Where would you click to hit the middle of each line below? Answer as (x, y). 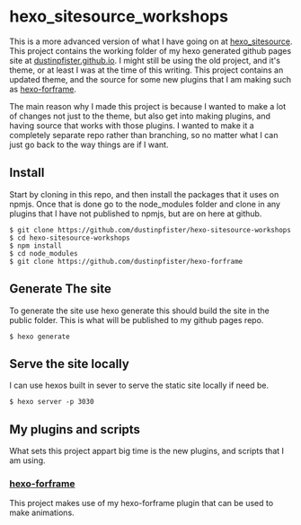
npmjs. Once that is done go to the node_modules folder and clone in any (145, 204)
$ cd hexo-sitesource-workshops (70, 238)
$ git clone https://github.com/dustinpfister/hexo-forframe (126, 261)
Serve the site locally (70, 364)
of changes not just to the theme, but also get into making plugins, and (140, 116)
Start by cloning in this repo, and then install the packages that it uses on (144, 194)
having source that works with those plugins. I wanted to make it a (132, 125)
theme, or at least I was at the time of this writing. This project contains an (146, 70)
